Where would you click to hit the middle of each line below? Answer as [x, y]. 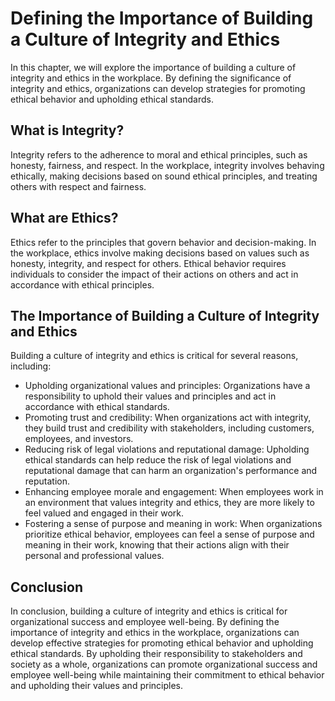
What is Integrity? [67, 130]
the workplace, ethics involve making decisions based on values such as [160, 253]
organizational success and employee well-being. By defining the [145, 622]
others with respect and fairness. [78, 186]
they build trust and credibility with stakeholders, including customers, [169, 428]
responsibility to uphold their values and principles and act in [150, 396]
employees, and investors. [79, 439]
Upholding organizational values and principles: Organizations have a [167, 386]
